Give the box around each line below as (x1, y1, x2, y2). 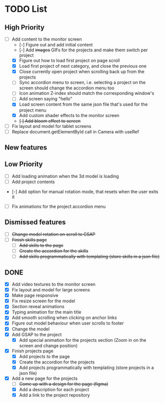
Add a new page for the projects (11, 375, 78, 381)
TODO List (4, 3, 47, 15)
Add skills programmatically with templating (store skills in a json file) (19, 253, 160, 260)
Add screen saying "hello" (19, 96, 73, 102)
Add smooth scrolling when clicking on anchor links (11, 315, 117, 321)
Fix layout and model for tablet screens (11, 123, 92, 129)
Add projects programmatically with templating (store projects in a (19, 364, 154, 370)
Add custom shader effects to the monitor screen (19, 112, 120, 118)
